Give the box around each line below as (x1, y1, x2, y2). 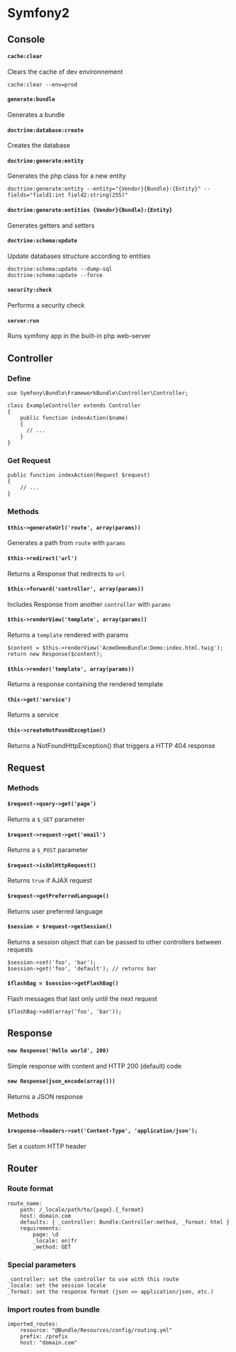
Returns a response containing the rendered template (7, 680, 164, 688)
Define (7, 374, 31, 384)
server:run (7, 317, 40, 324)
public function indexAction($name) (20, 414, 129, 421)
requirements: (20, 1224, 62, 1231)
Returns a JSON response (7, 1092, 84, 1100)
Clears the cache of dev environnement (7, 67, 123, 76)
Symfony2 (7, 5, 69, 21)
